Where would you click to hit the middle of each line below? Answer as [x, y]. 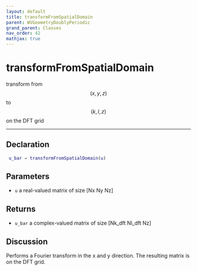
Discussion [27, 241]
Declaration [28, 145]
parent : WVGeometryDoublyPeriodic [48, 22]
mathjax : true [23, 39]
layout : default [26, 11]
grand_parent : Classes [34, 28]
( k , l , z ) [98, 111]
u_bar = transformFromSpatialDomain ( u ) [57, 158]
